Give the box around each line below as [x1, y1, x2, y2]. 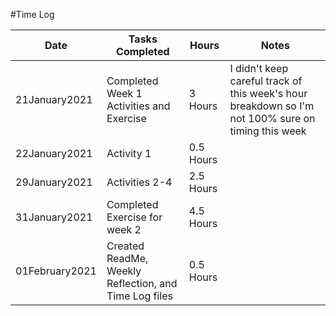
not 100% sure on [229, 112, 316, 125]
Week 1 [106, 87, 143, 100]
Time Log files [106, 289, 173, 303]
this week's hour [229, 87, 308, 100]
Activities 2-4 [106, 175, 173, 189]
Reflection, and [106, 277, 178, 290]
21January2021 [15, 93, 93, 106]
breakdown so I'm [229, 99, 315, 113]
